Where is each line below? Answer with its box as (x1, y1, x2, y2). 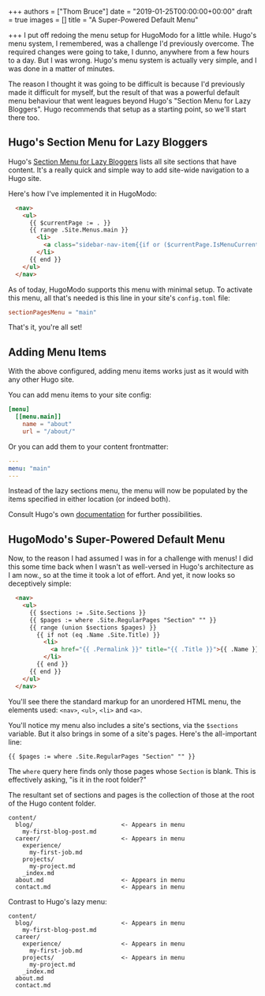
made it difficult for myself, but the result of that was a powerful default (8, 88, 240, 97)
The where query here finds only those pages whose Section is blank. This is (8, 767, 256, 776)
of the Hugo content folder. (8, 798, 96, 809)
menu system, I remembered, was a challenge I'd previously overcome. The (8, 39, 255, 48)
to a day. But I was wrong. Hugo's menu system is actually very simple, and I (8, 55, 257, 65)
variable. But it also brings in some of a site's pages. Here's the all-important (8, 729, 257, 738)
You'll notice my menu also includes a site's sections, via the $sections (8, 720, 239, 730)
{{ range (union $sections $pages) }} (28, 624, 157, 632)
